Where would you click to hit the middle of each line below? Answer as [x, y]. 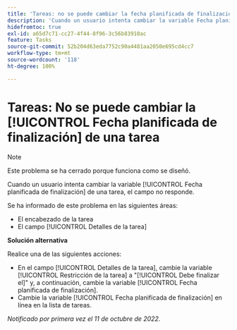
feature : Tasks [30, 40]
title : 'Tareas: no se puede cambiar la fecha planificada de [101, 14]
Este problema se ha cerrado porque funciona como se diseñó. [99, 171]
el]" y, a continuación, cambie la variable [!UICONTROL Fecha [107, 282]
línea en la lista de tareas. [54, 305]
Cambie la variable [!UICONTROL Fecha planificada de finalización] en [120, 298]
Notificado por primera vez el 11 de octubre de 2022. [84, 319]
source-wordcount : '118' [44, 60]
